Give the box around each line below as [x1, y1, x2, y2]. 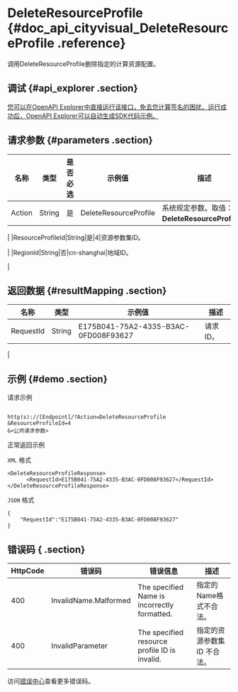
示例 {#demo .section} [7, 373, 108, 385]
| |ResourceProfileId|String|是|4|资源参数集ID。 [7, 233, 145, 242]
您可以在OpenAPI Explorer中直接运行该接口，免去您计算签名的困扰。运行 [7, 102, 221, 111]
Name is [137, 591, 165, 601]
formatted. [137, 609, 173, 619]
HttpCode [11, 566, 45, 575]
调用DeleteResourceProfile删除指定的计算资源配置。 [7, 59, 160, 68]
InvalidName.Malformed [51, 595, 131, 605]
